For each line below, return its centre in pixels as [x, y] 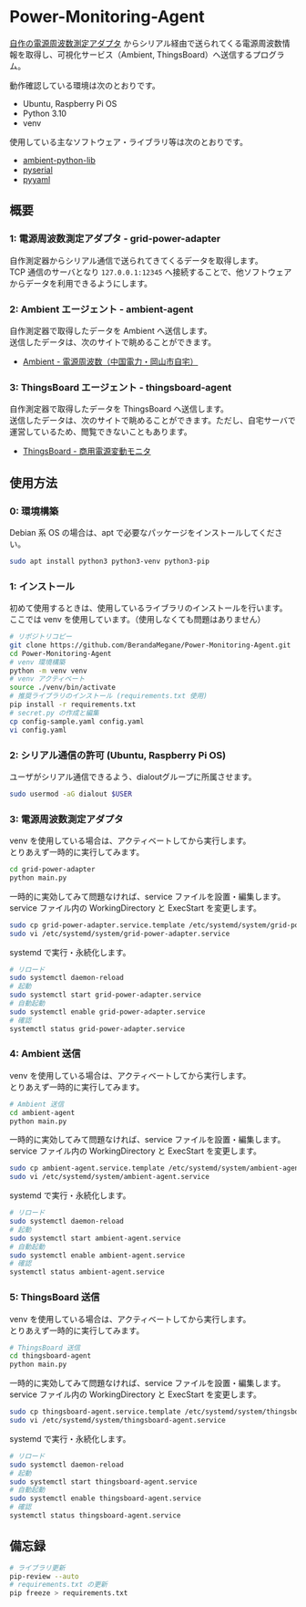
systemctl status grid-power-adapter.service [97, 1028]
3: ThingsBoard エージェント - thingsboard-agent [121, 387]
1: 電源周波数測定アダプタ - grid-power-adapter [115, 239]
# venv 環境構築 [37, 662]
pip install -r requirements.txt [73, 704]
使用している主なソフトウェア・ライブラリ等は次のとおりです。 [129, 141]
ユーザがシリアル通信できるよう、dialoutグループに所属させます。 [133, 777]
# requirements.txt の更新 [58, 1585]
